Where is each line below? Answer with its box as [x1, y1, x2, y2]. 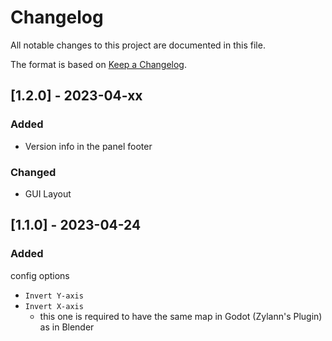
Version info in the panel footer [24, 140, 153, 152]
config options [10, 269, 70, 281]
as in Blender [39, 321, 95, 333]
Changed [10, 165, 57, 179]
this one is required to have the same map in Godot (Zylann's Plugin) [39, 310, 323, 322]
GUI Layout [24, 187, 72, 200]
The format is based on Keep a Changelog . [10, 58, 187, 70]
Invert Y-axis [24, 291, 84, 301]
